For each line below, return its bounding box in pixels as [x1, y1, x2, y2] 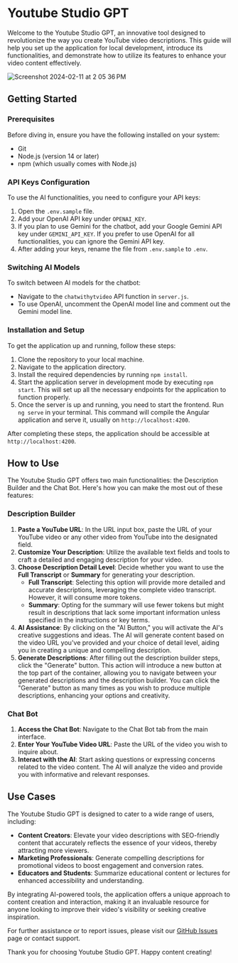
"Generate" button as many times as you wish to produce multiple [17, 683, 211, 692]
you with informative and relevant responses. [17, 770, 151, 778]
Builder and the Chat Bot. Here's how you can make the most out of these [7, 484, 223, 492]
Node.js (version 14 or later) [17, 151, 99, 160]
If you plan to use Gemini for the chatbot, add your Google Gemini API [17, 222, 222, 230]
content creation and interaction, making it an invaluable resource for [7, 897, 210, 906]
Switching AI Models [7, 262, 80, 272]
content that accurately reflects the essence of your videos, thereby [17, 838, 217, 847]
